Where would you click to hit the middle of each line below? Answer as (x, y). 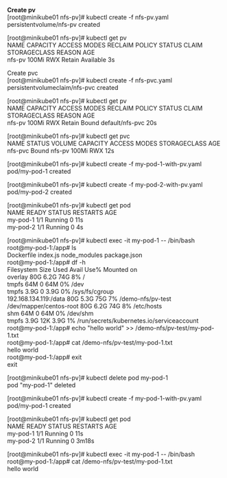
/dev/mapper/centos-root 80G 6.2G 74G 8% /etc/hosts (85, 306)
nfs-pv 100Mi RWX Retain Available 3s (61, 60)
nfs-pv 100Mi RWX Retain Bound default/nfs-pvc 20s (82, 123)
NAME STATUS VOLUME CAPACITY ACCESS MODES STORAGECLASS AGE (114, 143)
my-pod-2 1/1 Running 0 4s (45, 227)
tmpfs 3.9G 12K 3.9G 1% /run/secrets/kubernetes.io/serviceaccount (103, 321)
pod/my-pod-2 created (39, 192)
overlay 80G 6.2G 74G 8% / (46, 277)
